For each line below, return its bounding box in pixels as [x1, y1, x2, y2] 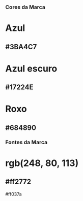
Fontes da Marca [5, 139, 47, 146]
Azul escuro [5, 62, 58, 74]
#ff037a [5, 191, 22, 197]
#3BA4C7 [5, 42, 37, 51]
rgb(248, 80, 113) [5, 157, 79, 169]
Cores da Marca [5, 4, 46, 11]
